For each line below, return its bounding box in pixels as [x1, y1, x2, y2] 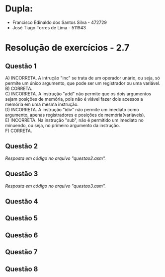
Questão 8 [5, 265, 38, 273]
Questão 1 [5, 62, 37, 70]
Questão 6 [5, 231, 38, 239]
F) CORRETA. [5, 128, 32, 134]
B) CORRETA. [5, 85, 33, 91]
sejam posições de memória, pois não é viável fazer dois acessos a [5, 96, 143, 102]
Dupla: [5, 3, 33, 14]
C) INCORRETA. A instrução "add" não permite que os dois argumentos [5, 90, 152, 97]
